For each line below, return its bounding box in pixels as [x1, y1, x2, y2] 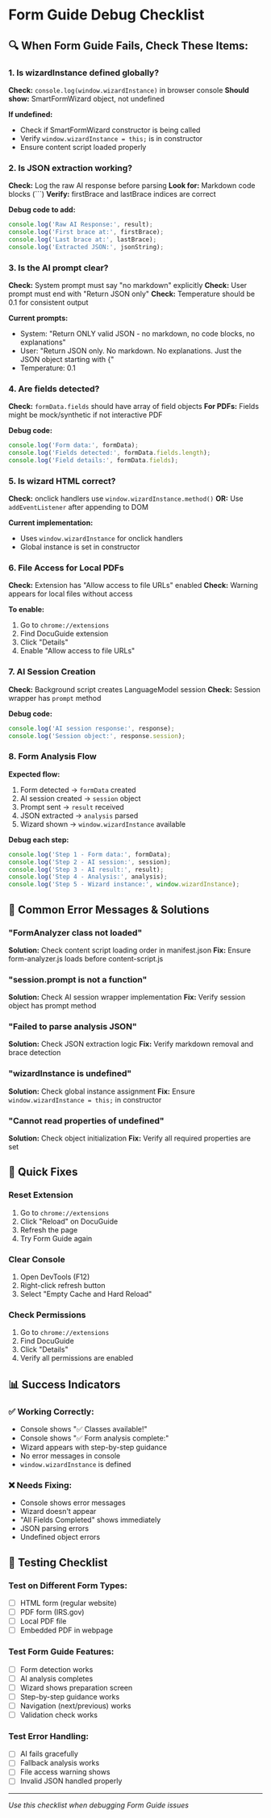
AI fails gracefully [19, 1749, 79, 1759]
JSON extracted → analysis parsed [19, 811, 139, 820]
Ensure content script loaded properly [19, 142, 147, 152]
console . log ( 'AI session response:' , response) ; [8, 724, 175, 732]
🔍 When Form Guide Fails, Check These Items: [8, 39, 248, 52]
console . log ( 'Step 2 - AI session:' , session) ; [8, 857, 172, 866]
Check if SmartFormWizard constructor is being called [19, 125, 201, 135]
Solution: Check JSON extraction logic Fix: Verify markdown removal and [8, 1039, 254, 1049]
